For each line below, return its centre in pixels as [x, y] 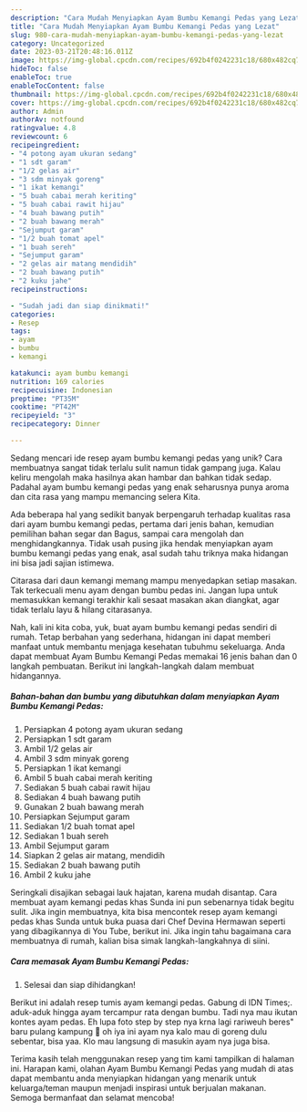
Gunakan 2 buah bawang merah [84, 806]
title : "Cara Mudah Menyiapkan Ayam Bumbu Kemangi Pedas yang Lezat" [145, 26]
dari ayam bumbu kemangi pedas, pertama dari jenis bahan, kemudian [142, 524]
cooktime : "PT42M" [45, 407]
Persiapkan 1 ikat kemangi [72, 768]
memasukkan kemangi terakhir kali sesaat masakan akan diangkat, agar [145, 599]
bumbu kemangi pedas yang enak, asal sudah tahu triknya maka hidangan [149, 553]
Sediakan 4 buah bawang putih [82, 797]
